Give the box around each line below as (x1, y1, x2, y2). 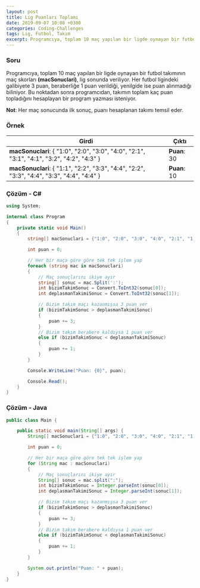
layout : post (6, 8, 39, 15)
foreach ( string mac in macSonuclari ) (27, 263, 124, 269)
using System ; (6, 203, 42, 209)
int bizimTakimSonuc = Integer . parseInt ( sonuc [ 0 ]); (37, 482, 169, 489)
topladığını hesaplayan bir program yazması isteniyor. (6, 95, 137, 102)
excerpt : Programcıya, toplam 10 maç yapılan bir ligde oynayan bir (6, 36, 180, 42)
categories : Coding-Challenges (6, 25, 84, 32)
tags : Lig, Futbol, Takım (6, 31, 70, 37)
